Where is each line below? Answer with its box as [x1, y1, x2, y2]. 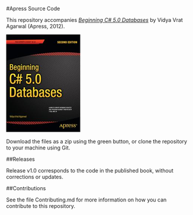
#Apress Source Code [6, 5, 60, 12]
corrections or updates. [6, 174, 63, 180]
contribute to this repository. [6, 203, 76, 209]
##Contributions [6, 185, 46, 191]
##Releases [6, 156, 36, 162]
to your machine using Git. [6, 144, 70, 151]
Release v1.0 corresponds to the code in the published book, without [6, 167, 173, 174]
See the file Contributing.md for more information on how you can [6, 196, 167, 203]
